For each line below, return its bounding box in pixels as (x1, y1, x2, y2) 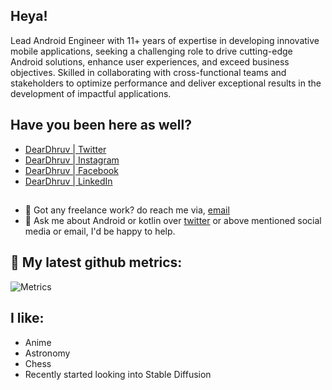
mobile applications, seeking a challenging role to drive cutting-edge (10, 45, 293, 57)
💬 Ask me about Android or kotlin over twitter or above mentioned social (24, 215, 322, 227)
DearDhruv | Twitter (24, 143, 107, 155)
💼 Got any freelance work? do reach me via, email (24, 204, 230, 216)
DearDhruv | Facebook (24, 164, 119, 176)
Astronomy (24, 347, 71, 359)
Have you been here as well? (10, 117, 192, 134)
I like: (10, 310, 45, 327)
